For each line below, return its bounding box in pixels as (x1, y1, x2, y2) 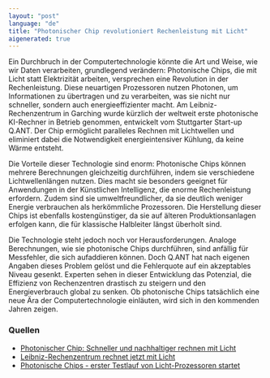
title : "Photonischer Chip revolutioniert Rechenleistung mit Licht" (8, 27, 249, 35)
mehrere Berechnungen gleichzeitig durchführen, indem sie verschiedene (8, 167, 255, 177)
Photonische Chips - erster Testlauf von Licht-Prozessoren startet (19, 360, 241, 370)
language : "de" (8, 20, 60, 28)
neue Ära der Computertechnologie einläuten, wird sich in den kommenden (8, 296, 259, 306)
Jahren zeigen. (8, 304, 58, 314)
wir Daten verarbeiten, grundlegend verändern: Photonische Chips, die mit (8, 66, 257, 76)
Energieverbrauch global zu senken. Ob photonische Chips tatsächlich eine (8, 287, 259, 297)
